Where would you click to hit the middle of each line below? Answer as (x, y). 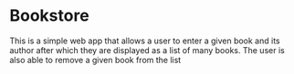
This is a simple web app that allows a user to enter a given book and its (145, 41)
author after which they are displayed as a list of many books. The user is (147, 50)
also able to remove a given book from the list (95, 60)
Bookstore (49, 16)
